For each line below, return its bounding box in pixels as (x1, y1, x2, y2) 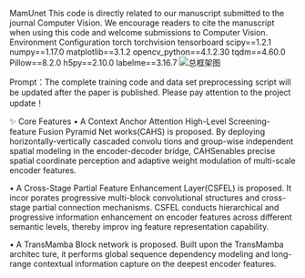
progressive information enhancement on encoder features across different (9, 211, 293, 222)
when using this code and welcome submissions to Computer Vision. (9, 27, 269, 37)
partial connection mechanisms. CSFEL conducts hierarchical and (32, 202, 280, 212)
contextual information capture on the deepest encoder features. (33, 259, 277, 269)
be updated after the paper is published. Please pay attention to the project (9, 87, 291, 98)
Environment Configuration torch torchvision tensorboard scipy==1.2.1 (9, 36, 271, 47)
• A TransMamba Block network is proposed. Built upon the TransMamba (9, 239, 284, 250)
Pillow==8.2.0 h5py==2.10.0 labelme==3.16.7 (9, 57, 178, 67)
